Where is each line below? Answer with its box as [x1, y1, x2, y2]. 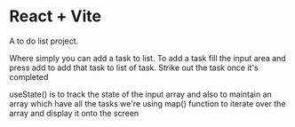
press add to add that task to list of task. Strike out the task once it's [9, 62, 259, 73]
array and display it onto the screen [9, 107, 140, 118]
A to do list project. [9, 36, 79, 46]
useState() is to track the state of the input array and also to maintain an [9, 89, 273, 99]
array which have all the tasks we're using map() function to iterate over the [9, 98, 286, 108]
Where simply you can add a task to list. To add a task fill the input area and [9, 52, 286, 63]
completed [9, 71, 49, 82]
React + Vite [9, 6, 102, 27]
